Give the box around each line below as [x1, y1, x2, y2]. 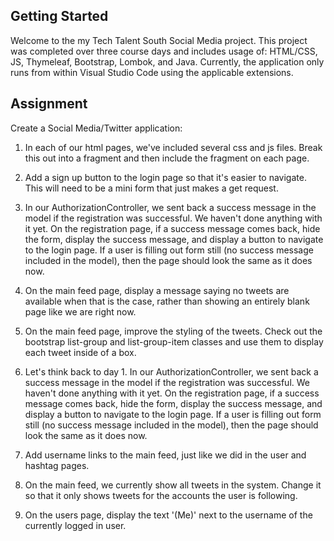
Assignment [10, 95, 88, 113]
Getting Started [10, 8, 109, 25]
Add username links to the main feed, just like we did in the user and [24, 449, 307, 461]
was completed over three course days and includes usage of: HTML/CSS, [10, 45, 318, 57]
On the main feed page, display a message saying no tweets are [24, 284, 290, 296]
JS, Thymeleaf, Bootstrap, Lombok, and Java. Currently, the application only [10, 55, 325, 68]
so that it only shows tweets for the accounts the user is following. [24, 489, 298, 501]
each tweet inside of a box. [24, 346, 137, 358]
